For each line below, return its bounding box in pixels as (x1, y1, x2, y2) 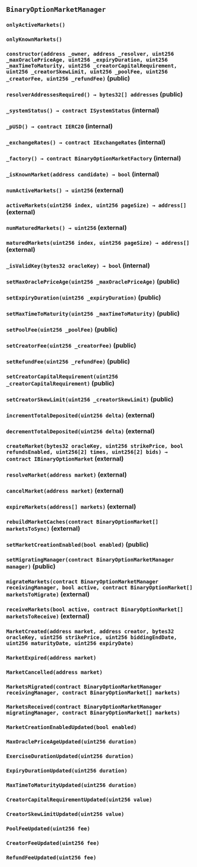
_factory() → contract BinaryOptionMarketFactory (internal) (6, 154, 182, 162)
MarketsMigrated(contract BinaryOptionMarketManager (6, 683, 162, 690)
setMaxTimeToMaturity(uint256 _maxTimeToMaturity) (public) (6, 310, 180, 318)
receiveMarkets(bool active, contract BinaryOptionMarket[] (6, 606, 184, 613)
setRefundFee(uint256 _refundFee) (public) (6, 357, 131, 365)
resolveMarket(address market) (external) (6, 471, 127, 479)
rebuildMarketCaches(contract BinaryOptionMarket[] (6, 519, 159, 525)
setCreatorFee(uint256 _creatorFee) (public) (6, 341, 136, 349)
